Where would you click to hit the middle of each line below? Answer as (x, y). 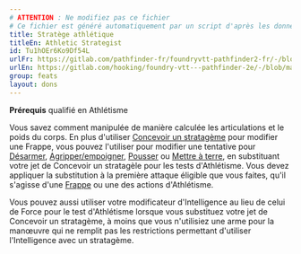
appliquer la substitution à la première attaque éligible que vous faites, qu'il (148, 175)
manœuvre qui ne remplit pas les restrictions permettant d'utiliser (130, 231)
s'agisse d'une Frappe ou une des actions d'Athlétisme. (112, 184)
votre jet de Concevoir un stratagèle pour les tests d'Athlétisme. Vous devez (149, 165)
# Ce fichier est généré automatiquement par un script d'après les (140, 26)
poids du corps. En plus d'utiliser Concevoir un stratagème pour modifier (144, 136)
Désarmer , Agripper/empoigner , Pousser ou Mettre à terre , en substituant (145, 156)
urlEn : (21, 68)
